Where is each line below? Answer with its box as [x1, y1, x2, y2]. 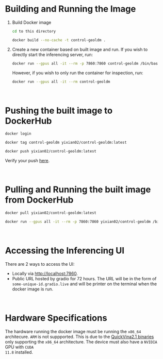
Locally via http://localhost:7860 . [12, 271, 78, 276]
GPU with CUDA [5, 344, 34, 350]
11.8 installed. [5, 349, 33, 355]
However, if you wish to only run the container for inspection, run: [12, 69, 143, 76]
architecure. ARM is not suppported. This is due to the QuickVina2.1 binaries [5, 334, 154, 340]
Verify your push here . [5, 158, 50, 163]
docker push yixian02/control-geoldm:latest [5, 149, 97, 154]
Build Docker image [12, 19, 52, 25]
